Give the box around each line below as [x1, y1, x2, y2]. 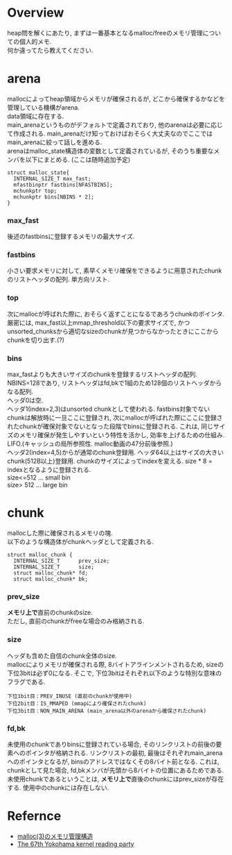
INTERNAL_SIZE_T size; [13, 564, 95, 570]
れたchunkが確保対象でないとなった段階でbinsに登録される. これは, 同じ [7, 422, 213, 431]
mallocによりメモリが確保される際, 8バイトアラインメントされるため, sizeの [7, 660, 224, 668]
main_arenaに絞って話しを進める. [7, 137, 102, 146]
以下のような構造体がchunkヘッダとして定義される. [7, 538, 154, 545]
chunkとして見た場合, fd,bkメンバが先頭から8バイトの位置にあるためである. [7, 765, 224, 774]
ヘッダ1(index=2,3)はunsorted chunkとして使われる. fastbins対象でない [7, 405, 210, 414]
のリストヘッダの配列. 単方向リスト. [7, 276, 110, 284]
